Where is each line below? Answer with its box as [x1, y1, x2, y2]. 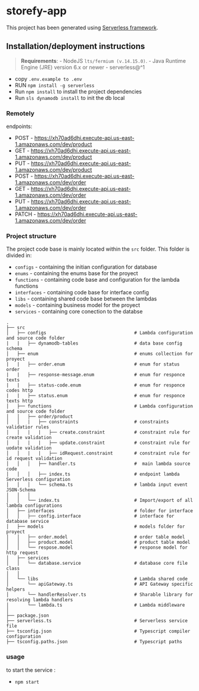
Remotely [6, 109, 35, 117]
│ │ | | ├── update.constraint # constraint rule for [6, 440, 191, 446]
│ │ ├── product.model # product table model [6, 540, 191, 546]
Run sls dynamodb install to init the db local [14, 94, 125, 101]
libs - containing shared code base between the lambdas [14, 295, 157, 303]
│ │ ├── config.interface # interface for [6, 513, 175, 519]
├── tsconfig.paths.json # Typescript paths [6, 639, 183, 645]
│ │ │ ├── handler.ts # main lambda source [6, 461, 191, 467]
